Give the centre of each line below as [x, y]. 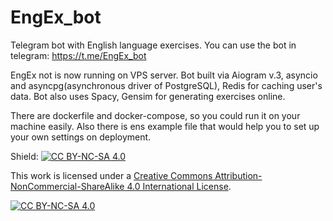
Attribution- [238, 175]
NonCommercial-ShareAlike [67, 186]
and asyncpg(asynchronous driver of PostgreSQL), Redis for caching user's [166, 85]
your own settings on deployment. [81, 137]
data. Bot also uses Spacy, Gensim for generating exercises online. [148, 96]
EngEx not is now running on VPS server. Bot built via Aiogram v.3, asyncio [164, 75]
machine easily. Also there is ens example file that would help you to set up [165, 126]
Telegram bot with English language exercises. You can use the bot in [153, 45]
